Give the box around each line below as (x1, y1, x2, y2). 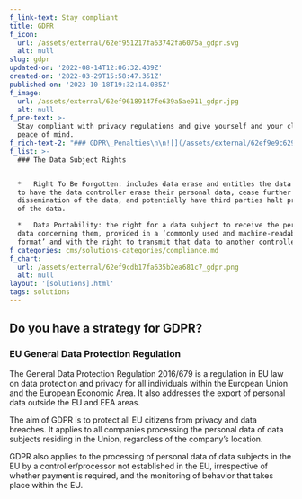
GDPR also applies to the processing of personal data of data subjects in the (9, 450, 292, 461)
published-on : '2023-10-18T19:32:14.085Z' (9, 80, 171, 89)
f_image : (9, 88, 42, 97)
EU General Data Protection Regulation (9, 348, 182, 361)
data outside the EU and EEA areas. (9, 397, 141, 407)
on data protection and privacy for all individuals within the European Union (9, 378, 289, 388)
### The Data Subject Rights (17, 155, 127, 165)
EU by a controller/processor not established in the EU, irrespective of (9, 460, 268, 471)
